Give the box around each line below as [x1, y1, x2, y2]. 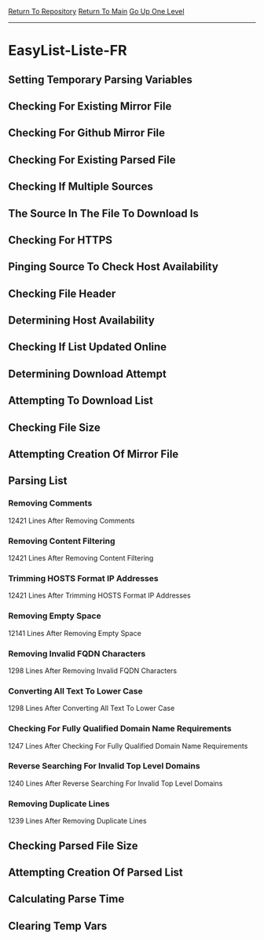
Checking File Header [8, 287, 116, 300]
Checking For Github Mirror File [8, 126, 165, 140]
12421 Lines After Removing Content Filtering [8, 553, 154, 563]
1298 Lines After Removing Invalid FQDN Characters [8, 665, 178, 675]
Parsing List [8, 474, 68, 487]
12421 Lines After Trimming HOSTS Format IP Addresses [8, 590, 191, 601]
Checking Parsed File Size [8, 838, 138, 853]
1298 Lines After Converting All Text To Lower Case [8, 704, 175, 713]
